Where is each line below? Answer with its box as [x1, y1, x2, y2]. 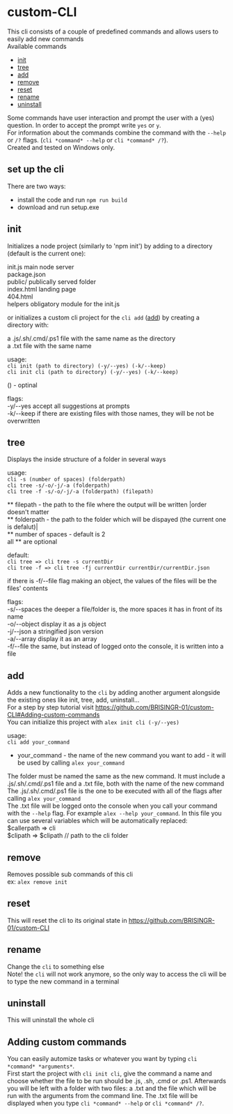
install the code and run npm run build [17, 195, 127, 204]
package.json [7, 270, 47, 278]
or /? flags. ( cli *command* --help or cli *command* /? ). [7, 135, 168, 144]
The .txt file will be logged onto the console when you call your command [7, 801, 218, 810]
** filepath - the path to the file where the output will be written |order [7, 500, 207, 509]
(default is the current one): [7, 249, 86, 257]
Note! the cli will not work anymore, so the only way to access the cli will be [7, 970, 227, 978]
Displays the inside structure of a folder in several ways [7, 455, 166, 464]
